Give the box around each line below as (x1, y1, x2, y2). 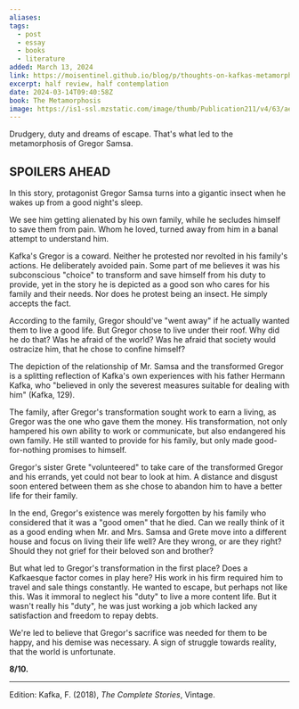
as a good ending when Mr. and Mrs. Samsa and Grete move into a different (9, 527, 287, 538)
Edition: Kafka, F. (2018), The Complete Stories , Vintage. (9, 689, 215, 700)
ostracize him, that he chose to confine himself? (9, 344, 185, 355)
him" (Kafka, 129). (9, 390, 76, 400)
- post (17, 29, 42, 38)
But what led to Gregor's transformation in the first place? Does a (9, 563, 248, 573)
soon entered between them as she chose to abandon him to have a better (9, 481, 283, 491)
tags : (9, 21, 29, 30)
